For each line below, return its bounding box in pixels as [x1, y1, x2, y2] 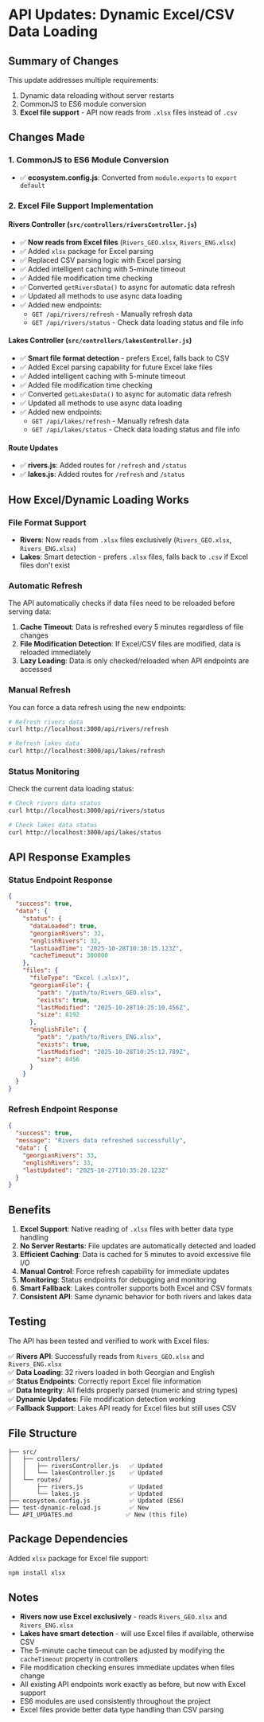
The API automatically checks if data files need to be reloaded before [8, 599, 235, 608]
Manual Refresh [8, 685, 72, 696]
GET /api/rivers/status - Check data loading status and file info [31, 317, 244, 327]
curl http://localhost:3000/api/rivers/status [8, 806, 165, 815]
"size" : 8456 [37, 1055, 80, 1064]
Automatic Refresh [8, 580, 83, 591]
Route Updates [8, 443, 59, 452]
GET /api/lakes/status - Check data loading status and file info [31, 424, 240, 435]
